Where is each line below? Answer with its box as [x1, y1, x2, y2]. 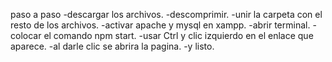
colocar [10, 30, 42, 41]
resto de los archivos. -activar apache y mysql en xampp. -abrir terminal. [10, 19, 311, 31]
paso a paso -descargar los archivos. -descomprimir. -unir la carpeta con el [10, 9, 323, 20]
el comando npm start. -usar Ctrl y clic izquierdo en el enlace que [43, 30, 314, 41]
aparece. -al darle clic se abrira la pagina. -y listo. [10, 40, 215, 52]
